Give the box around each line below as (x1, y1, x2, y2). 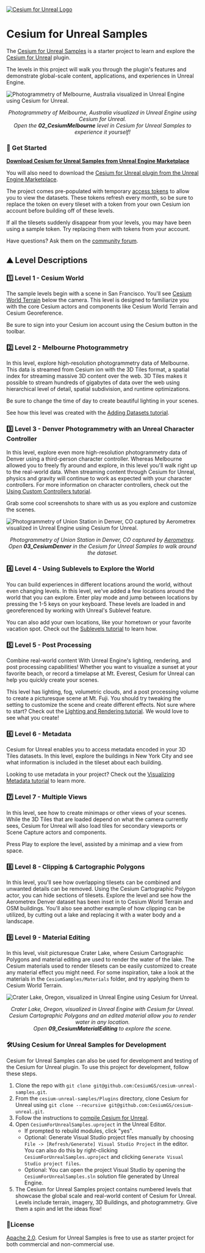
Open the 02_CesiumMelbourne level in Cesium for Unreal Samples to (13, 122, 192, 129)
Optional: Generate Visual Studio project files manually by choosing (24, 1133, 194, 1141)
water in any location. (75, 1018, 130, 1026)
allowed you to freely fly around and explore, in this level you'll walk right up (6, 461, 197, 469)
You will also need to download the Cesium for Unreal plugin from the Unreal (6, 169, 199, 177)
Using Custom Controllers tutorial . (6, 488, 92, 495)
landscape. (6, 918, 35, 925)
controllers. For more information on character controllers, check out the (6, 481, 189, 488)
